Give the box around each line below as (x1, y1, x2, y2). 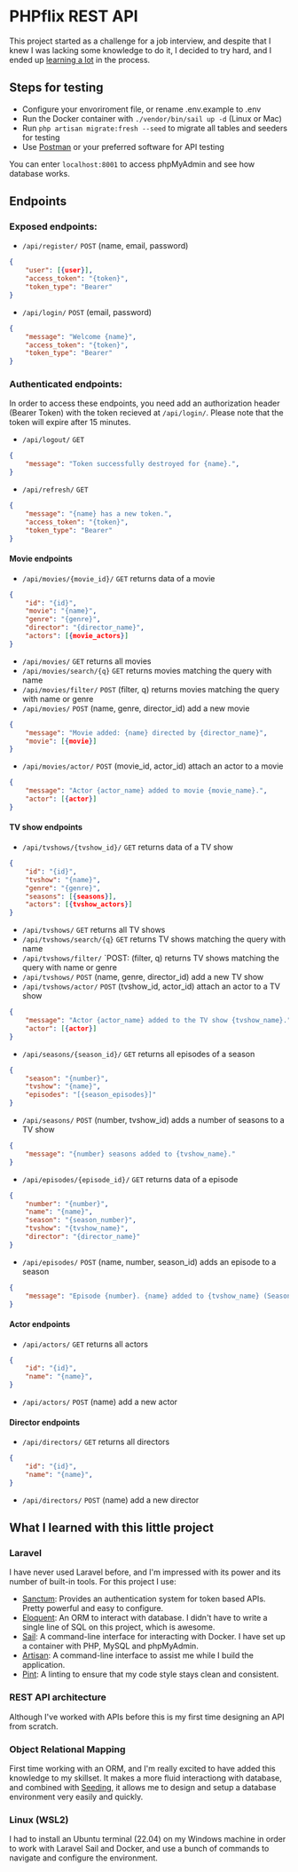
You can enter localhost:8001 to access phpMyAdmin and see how (9, 158, 255, 170)
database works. (9, 168, 71, 178)
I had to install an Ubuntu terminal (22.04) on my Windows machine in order (9, 1834, 286, 1844)
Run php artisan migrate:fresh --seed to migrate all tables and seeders (21, 122, 288, 133)
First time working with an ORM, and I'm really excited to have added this (9, 1764, 277, 1774)
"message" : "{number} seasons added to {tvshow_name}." (25, 1149, 237, 1158)
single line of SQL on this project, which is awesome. (21, 1622, 216, 1632)
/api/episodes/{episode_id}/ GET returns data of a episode (21, 1173, 239, 1184)
